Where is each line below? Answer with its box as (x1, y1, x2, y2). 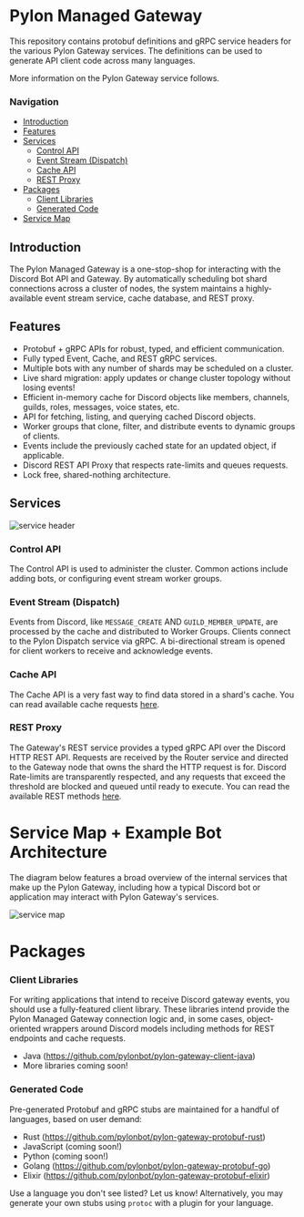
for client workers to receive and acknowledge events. (9, 645, 214, 656)
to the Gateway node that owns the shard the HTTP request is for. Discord (9, 761, 287, 772)
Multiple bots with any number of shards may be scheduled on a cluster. (22, 362, 294, 374)
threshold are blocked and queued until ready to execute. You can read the (9, 780, 290, 791)
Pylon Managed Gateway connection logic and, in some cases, (9, 1014, 246, 1025)
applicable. (22, 449, 65, 460)
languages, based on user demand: (9, 1113, 143, 1124)
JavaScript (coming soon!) (22, 1140, 123, 1151)
